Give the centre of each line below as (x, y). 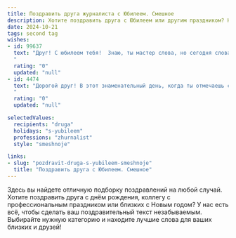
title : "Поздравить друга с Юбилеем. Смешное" (83, 170)
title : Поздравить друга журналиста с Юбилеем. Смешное (91, 14)
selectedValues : (31, 118)
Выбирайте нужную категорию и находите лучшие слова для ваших (110, 219)
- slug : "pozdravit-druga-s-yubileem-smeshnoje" (80, 163)
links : (17, 157)
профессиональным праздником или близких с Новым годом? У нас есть (118, 204)
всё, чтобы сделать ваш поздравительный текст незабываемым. (105, 212)
